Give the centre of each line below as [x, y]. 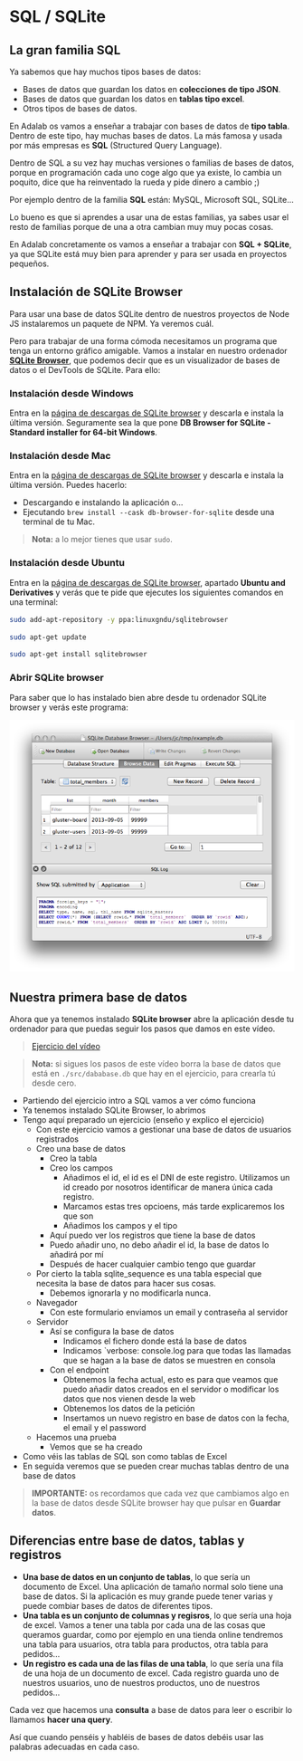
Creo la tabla [73, 1158]
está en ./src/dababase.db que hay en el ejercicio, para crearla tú [153, 1074]
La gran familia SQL [65, 50]
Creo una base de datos [81, 1149]
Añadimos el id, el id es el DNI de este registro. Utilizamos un [176, 1178]
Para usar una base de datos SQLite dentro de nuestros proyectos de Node [149, 313]
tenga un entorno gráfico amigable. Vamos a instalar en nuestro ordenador [148, 350]
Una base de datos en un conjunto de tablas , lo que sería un [136, 1576]
